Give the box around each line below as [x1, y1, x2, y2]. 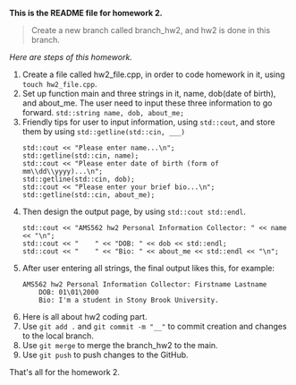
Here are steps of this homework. [9, 52, 132, 62]
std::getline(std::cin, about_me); [21, 191, 156, 200]
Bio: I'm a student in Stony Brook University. [38, 295, 219, 304]
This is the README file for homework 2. [9, 8, 163, 18]
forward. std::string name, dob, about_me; [21, 107, 185, 117]
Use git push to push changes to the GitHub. [21, 349, 190, 360]
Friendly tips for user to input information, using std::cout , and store [21, 116, 275, 127]
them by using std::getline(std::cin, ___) [21, 126, 186, 137]
